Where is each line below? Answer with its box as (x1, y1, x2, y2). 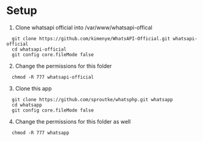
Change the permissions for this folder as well (15, 118, 131, 125)
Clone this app (15, 85, 52, 92)
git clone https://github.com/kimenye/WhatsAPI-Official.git (12, 35, 171, 41)
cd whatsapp (12, 102, 43, 108)
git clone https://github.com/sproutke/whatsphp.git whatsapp (12, 96, 173, 102)
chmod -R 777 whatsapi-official (12, 74, 94, 80)
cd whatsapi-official (12, 46, 67, 52)
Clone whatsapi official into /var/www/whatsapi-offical (15, 24, 152, 31)
